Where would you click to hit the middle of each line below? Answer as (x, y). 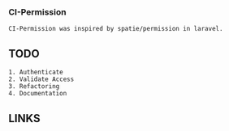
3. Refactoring (34, 87)
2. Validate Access (41, 79)
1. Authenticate (36, 72)
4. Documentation (38, 94)
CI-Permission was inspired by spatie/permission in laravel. (116, 29)
